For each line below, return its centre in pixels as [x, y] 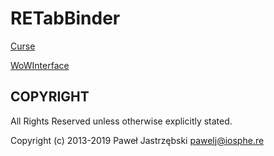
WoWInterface [40, 65]
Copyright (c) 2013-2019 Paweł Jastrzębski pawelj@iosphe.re [137, 140]
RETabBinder [65, 18]
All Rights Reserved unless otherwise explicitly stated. [121, 121]
